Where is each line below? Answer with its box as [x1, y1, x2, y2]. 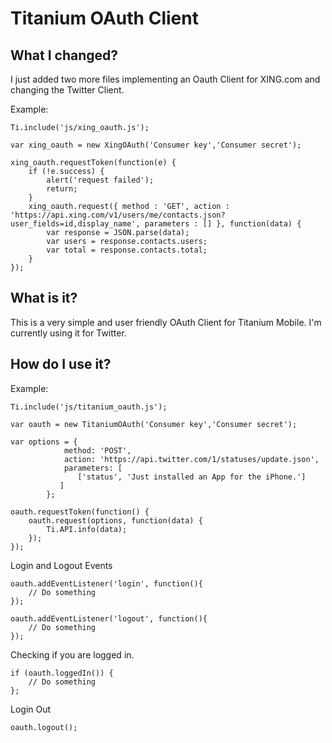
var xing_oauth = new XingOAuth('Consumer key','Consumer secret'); [10, 140, 302, 150]
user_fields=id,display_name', [10, 219, 141, 229]
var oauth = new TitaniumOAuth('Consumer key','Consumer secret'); [10, 419, 298, 429]
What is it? [10, 290, 78, 307]
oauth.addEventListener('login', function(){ [10, 578, 203, 589]
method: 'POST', [63, 445, 132, 456]
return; [46, 184, 78, 194]
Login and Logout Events [10, 559, 113, 571]
